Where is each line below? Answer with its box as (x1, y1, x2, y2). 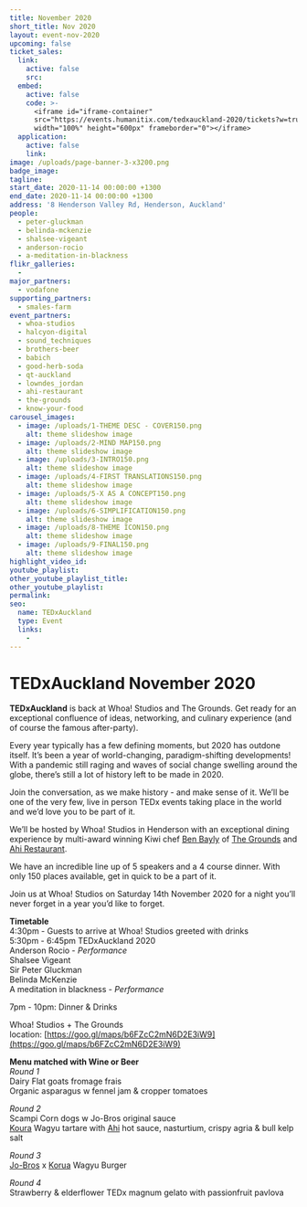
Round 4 (9, 1178, 42, 1189)
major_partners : (9, 277, 71, 286)
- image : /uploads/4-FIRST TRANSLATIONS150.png (17, 472, 203, 482)
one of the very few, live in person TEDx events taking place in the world (9, 797, 282, 808)
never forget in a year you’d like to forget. (9, 898, 165, 909)
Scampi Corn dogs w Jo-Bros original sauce (9, 1113, 176, 1124)
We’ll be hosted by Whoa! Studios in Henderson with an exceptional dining (9, 824, 290, 835)
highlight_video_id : (9, 556, 89, 566)
